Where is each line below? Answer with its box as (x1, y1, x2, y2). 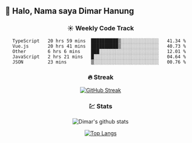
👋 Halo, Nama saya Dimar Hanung (5, 6, 134, 16)
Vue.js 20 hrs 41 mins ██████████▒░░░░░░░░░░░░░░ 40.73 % (12, 43, 187, 49)
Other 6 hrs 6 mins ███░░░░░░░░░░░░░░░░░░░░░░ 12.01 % (12, 48, 187, 54)
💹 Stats (88, 102, 113, 110)
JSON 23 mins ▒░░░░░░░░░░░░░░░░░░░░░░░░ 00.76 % (12, 59, 187, 65)
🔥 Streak (87, 73, 114, 81)
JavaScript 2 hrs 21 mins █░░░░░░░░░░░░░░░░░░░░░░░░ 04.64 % (12, 54, 187, 60)
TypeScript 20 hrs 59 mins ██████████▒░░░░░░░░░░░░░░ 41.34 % (12, 37, 187, 44)
